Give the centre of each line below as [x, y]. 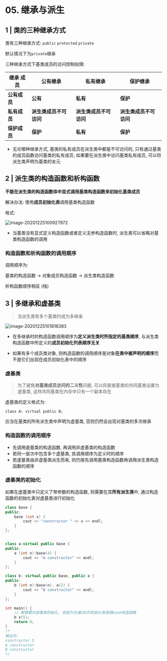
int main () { [19, 608]
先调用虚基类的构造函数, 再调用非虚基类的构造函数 [64, 447]
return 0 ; [24, 622]
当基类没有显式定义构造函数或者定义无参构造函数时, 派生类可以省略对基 [85, 233]
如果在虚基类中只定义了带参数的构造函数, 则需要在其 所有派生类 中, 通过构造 [82, 492]
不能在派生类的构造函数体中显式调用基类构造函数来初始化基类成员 [73, 191]
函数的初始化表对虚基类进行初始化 [40, 498]
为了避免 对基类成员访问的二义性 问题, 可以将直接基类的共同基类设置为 [88, 385]
